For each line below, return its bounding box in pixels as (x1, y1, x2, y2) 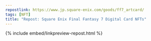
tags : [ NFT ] (5, 12, 31, 17)
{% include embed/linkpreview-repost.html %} (5, 30, 103, 36)
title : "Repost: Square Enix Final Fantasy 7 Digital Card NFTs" (5, 16, 146, 21)
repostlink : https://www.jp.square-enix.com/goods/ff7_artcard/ (5, 7, 144, 12)
